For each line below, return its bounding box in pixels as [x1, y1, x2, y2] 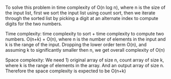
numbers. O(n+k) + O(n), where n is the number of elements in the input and [5, 36, 166, 42]
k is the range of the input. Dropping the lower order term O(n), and [5, 42, 147, 48]
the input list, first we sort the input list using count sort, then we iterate [5, 10, 156, 16]
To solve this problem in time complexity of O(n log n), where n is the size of [5, 5, 166, 10]
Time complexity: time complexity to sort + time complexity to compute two [5, 31, 164, 36]
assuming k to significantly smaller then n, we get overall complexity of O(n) [5, 47, 165, 53]
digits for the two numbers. [5, 21, 62, 27]
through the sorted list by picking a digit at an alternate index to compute [5, 15, 158, 21]
